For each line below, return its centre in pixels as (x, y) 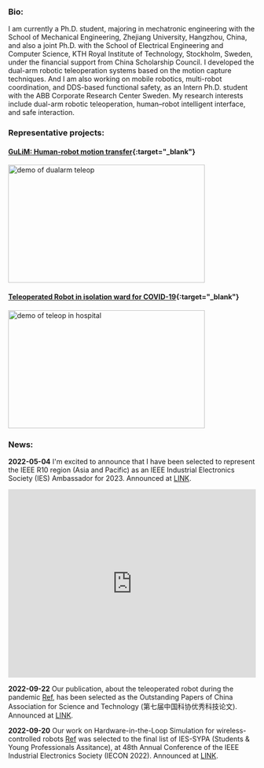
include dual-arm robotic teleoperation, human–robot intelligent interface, (127, 104)
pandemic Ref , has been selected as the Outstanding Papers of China (121, 697)
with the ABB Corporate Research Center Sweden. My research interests (126, 96)
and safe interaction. (41, 113)
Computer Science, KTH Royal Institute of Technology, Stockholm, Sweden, (130, 54)
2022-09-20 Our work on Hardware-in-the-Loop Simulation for (111, 730)
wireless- (231, 730)
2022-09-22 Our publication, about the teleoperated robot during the (121, 689)
